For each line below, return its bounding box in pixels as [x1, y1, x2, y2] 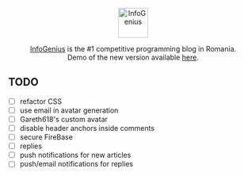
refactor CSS [19, 96, 63, 106]
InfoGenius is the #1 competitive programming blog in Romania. [29, 44, 237, 53]
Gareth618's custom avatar [19, 114, 109, 124]
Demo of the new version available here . [67, 52, 200, 62]
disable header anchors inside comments [19, 124, 155, 132]
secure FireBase [19, 132, 74, 142]
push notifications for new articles [19, 151, 132, 160]
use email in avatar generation [19, 105, 119, 115]
